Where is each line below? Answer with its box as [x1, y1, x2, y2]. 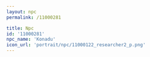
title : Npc [6, 25, 34, 31]
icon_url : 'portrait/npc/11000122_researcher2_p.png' [6, 42, 146, 48]
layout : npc [6, 8, 37, 15]
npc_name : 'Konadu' [6, 37, 56, 43]
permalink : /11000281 [6, 14, 62, 20]
